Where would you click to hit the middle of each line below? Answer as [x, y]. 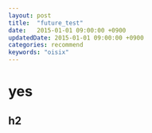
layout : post [30, 15]
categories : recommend [46, 45]
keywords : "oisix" [39, 52]
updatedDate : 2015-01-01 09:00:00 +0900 [76, 38]
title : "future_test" [46, 23]
